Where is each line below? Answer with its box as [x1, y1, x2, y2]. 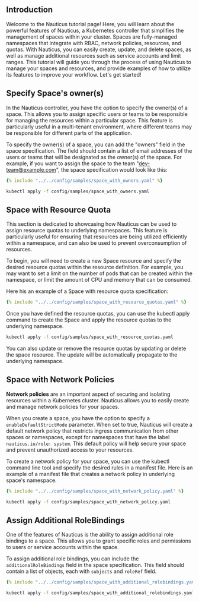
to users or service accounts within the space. [6, 544, 120, 551]
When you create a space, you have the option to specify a [6, 414, 150, 421]
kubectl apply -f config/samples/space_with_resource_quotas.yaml [6, 334, 174, 341]
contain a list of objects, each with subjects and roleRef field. [6, 568, 157, 575]
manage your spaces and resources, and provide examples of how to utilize [6, 65, 191, 72]
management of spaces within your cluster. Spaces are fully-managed [6, 33, 178, 40]
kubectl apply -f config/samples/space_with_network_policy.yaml [6, 499, 171, 505]
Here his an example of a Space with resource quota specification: [6, 288, 169, 295]
